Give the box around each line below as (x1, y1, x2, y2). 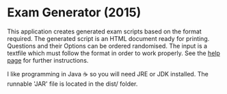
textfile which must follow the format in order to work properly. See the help (7, 49, 221, 57)
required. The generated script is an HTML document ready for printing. (7, 34, 210, 42)
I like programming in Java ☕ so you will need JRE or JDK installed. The (7, 69, 209, 78)
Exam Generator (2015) (7, 5, 142, 20)
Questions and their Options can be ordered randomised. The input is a (7, 42, 207, 50)
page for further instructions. (7, 56, 89, 64)
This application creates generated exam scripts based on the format (7, 27, 202, 35)
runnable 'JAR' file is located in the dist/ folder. (7, 80, 138, 88)
